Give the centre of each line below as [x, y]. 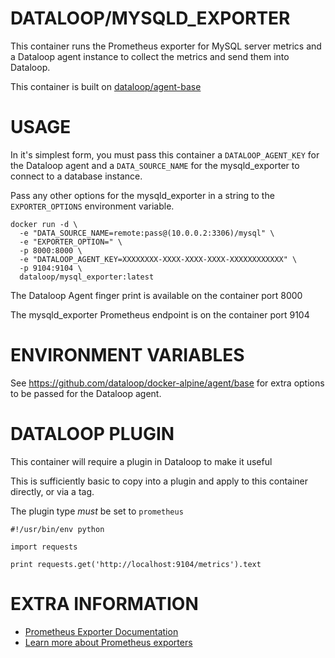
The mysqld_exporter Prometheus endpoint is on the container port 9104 [160, 314]
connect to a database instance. [76, 176]
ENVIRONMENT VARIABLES [127, 355]
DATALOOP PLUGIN [92, 434]
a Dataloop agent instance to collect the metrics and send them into [150, 56]
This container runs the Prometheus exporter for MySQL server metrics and [166, 46]
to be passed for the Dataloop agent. [86, 393]
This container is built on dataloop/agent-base [106, 86]
